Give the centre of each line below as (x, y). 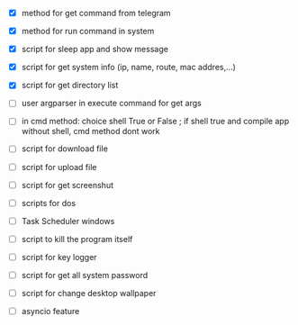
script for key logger (59, 257)
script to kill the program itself (77, 239)
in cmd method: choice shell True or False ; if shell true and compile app (155, 122)
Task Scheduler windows (68, 221)
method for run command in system (88, 32)
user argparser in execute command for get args (111, 104)
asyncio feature (50, 311)
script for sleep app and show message (95, 50)
